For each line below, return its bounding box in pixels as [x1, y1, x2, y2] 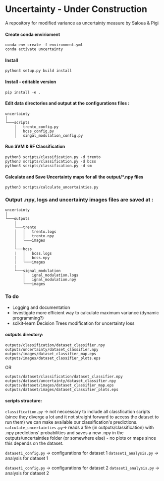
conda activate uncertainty [5, 47, 63, 52]
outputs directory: [5, 332, 44, 338]
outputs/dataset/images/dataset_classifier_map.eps [5, 383, 114, 387]
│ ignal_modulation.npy [23, 277, 77, 282]
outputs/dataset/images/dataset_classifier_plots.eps [5, 387, 119, 392]
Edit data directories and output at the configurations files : [5, 100, 130, 106]
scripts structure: [5, 397, 42, 403]
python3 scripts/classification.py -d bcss [5, 159, 97, 164]
